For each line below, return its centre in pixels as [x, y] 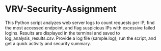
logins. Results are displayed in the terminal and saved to [63, 33]
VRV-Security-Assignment [61, 9]
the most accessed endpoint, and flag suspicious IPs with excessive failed [80, 27]
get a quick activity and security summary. [48, 43]
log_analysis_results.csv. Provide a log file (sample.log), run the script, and [80, 38]
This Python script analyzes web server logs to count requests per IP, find [80, 23]
